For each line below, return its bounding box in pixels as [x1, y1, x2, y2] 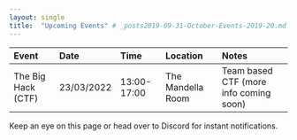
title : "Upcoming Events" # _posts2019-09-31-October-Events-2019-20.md [9, 21, 287, 30]
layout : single [9, 12, 65, 22]
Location [164, 50, 203, 62]
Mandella [164, 81, 204, 93]
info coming [221, 86, 271, 98]
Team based [221, 64, 274, 76]
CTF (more [221, 75, 267, 88]
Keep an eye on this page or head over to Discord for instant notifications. [9, 121, 278, 131]
